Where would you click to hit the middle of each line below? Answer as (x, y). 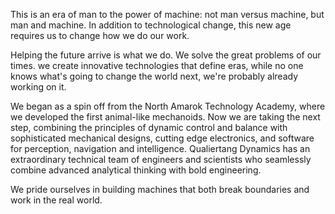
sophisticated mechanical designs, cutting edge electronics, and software (162, 138)
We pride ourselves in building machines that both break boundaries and (160, 189)
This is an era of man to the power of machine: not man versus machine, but (167, 14)
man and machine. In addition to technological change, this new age (151, 25)
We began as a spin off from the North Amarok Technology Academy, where (168, 106)
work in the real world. (56, 200)
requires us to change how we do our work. (100, 35)
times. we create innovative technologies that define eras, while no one (157, 65)
